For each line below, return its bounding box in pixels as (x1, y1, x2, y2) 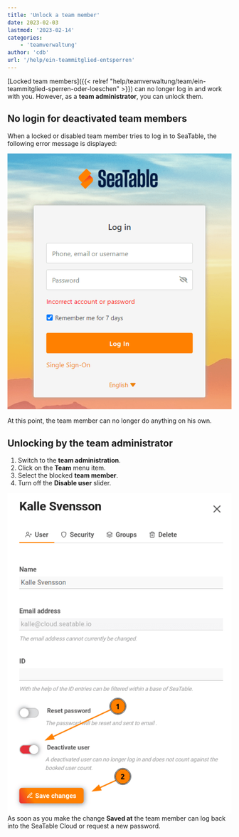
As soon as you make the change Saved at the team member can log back (7, 814, 226, 822)
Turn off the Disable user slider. (17, 479, 112, 488)
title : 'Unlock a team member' (7, 11, 100, 19)
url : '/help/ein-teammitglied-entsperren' (7, 57, 135, 64)
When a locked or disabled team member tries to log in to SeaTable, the (7, 132, 217, 140)
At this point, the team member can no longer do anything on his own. (7, 416, 212, 425)
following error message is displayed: (7, 139, 117, 147)
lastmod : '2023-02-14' (7, 26, 75, 33)
